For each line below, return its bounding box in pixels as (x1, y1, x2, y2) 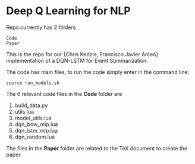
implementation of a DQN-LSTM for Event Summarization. (6, 57, 149, 64)
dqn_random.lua (14, 133, 55, 140)
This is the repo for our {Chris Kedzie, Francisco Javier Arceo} (6, 50, 159, 57)
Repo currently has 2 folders (6, 24, 76, 31)
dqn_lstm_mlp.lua (14, 127, 58, 134)
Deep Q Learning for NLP (6, 4, 131, 18)
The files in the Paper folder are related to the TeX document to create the (6, 144, 188, 152)
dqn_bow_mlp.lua (14, 120, 58, 128)
